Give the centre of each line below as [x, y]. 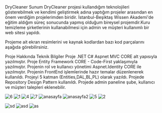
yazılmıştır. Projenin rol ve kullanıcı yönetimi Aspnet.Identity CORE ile [73, 67]
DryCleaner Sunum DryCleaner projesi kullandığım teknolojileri [67, 7]
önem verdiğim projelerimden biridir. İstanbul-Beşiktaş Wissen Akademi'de [79, 17]
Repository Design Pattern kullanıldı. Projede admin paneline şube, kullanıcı [80, 82]
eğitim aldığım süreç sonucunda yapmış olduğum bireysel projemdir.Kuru [78, 22]
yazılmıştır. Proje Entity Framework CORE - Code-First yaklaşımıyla [71, 62]
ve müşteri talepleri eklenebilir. [36, 87]
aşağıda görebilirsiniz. [27, 47]
